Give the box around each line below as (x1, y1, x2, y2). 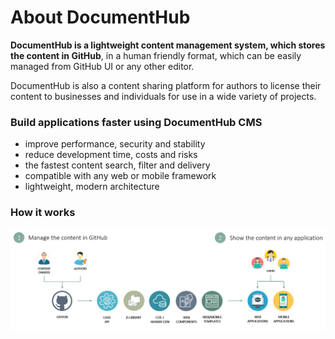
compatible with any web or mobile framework (24, 170, 217, 182)
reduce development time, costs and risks (24, 149, 198, 161)
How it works (10, 206, 76, 220)
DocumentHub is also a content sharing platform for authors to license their (10, 79, 322, 91)
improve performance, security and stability (24, 138, 206, 150)
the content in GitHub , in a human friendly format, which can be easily (10, 49, 302, 61)
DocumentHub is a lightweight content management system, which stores (10, 39, 326, 51)
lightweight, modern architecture (24, 181, 160, 193)
